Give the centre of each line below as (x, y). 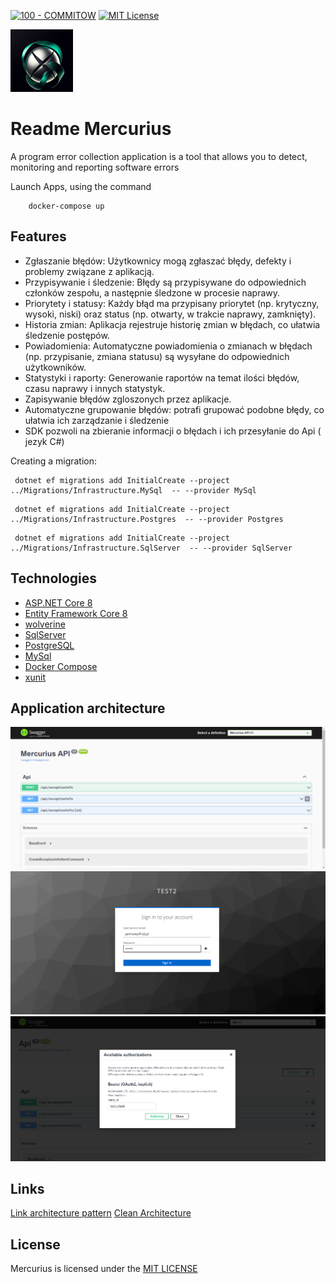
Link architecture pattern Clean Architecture (101, 1213)
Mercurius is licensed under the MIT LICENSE (104, 1269)
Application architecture (88, 708)
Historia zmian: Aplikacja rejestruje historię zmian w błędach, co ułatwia (172, 324)
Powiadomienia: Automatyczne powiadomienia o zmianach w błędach (168, 346)
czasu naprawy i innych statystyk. (95, 388)
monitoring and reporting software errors (95, 167)
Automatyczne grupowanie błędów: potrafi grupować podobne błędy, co (174, 409)
